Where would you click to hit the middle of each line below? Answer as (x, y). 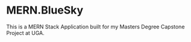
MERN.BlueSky (45, 10)
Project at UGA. (26, 33)
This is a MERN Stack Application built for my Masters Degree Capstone (95, 27)
